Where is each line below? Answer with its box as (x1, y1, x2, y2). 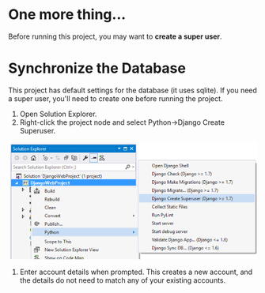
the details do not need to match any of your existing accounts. (19, 275, 226, 285)
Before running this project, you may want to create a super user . (8, 32, 223, 41)
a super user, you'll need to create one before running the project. (8, 93, 223, 103)
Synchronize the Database (8, 59, 186, 77)
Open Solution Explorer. (19, 109, 97, 118)
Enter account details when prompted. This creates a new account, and (19, 267, 253, 276)
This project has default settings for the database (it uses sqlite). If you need (8, 85, 257, 95)
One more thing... (8, 6, 127, 24)
